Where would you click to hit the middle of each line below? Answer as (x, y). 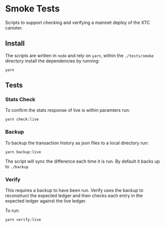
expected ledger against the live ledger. (46, 201)
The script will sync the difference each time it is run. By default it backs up (83, 161)
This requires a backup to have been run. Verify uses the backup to (74, 191)
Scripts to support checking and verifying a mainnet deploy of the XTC (78, 22)
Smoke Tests (32, 9)
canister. (14, 27)
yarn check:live (22, 119)
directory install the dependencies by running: (52, 61)
